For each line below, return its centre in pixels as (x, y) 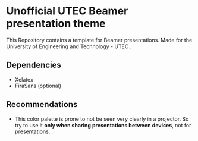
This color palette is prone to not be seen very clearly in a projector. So (102, 119)
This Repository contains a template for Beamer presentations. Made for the (99, 40)
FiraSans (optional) (38, 86)
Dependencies (34, 65)
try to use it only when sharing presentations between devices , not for (103, 125)
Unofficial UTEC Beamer (67, 11)
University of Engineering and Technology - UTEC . (69, 46)
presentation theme (56, 23)
